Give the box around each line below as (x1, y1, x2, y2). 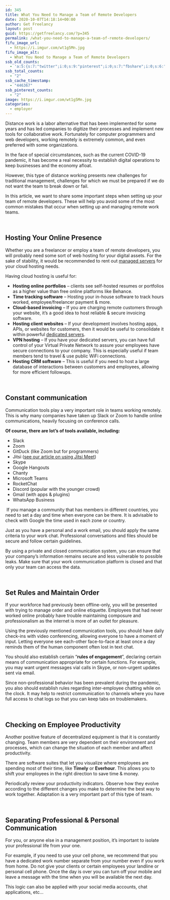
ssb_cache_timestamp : (5, 78, 51, 83)
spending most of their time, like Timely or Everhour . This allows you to (5, 765, 155, 771)
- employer (10, 106, 33, 112)
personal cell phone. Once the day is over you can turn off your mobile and (5, 869, 162, 875)
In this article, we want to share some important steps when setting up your (5, 193, 163, 199)
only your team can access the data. (5, 564, 81, 570)
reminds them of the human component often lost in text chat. (5, 644, 135, 650)
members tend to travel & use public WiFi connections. (12, 353, 127, 359)
